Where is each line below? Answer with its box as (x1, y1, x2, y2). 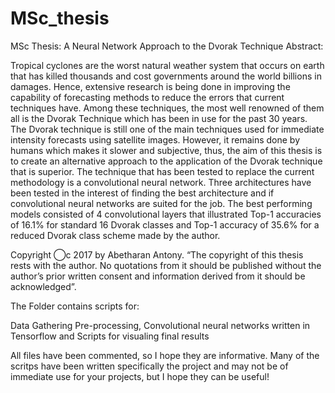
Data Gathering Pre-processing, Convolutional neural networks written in (10, 319, 311, 331)
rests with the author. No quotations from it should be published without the (10, 259, 322, 271)
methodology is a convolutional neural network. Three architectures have (10, 176, 312, 188)
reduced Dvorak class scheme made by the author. (10, 229, 221, 241)
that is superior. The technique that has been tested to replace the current (10, 165, 315, 177)
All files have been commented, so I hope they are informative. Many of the (10, 349, 320, 361)
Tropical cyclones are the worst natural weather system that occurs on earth (10, 59, 325, 71)
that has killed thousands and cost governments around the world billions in (10, 70, 322, 82)
